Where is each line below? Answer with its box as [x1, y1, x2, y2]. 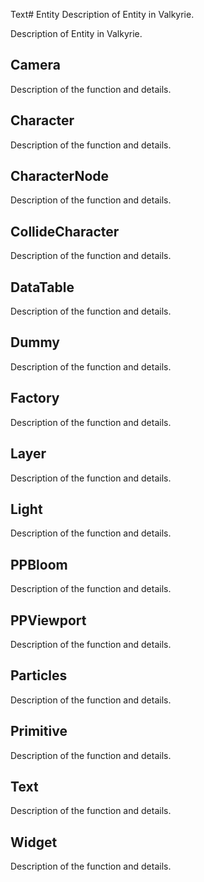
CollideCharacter [10, 223, 120, 240]
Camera [10, 57, 61, 74]
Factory [10, 390, 60, 407]
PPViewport [10, 612, 87, 629]
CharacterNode [10, 168, 110, 185]
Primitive [10, 723, 68, 740]
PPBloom [10, 556, 68, 573]
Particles [10, 667, 68, 684]
